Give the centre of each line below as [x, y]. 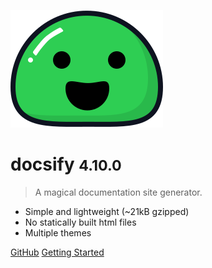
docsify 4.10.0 [66, 164]
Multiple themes [58, 232]
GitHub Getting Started [57, 252]
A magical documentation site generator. [118, 192]
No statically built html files [80, 222]
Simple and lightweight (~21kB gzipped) [107, 211]
